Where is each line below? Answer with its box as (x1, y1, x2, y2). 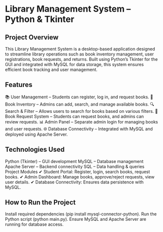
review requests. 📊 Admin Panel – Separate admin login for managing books (5, 119, 158, 125)
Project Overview (5, 33, 59, 41)
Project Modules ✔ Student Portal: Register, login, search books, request (5, 169, 150, 175)
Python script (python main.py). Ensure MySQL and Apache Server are (5, 216, 147, 222)
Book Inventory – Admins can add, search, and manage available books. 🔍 (5, 101, 154, 107)
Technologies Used (5, 145, 65, 154)
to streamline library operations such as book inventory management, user (5, 51, 154, 57)
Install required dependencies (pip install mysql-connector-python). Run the (5, 211, 157, 217)
